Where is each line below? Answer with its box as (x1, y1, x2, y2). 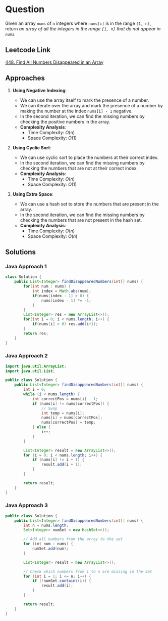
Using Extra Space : (12, 191, 54, 197)
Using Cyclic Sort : (12, 144, 51, 150)
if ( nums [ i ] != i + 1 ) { (32, 457, 85, 463)
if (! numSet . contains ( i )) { (32, 578, 92, 584)
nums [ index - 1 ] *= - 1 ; (41, 298, 92, 303)
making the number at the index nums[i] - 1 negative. (20, 108, 133, 114)
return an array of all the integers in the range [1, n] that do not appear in (5, 25, 161, 31)
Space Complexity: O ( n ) (27, 233, 78, 239)
